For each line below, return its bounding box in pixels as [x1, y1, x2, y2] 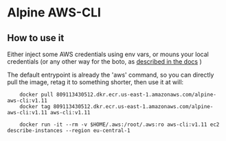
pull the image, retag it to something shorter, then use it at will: [7, 78, 184, 86]
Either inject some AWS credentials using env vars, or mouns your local [7, 50, 210, 58]
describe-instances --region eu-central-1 [7, 127, 131, 134]
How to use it [7, 32, 65, 44]
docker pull [19, 91, 54, 98]
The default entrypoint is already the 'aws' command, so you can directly [7, 70, 214, 79]
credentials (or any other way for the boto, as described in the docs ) [7, 57, 203, 66]
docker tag [19, 103, 51, 110]
